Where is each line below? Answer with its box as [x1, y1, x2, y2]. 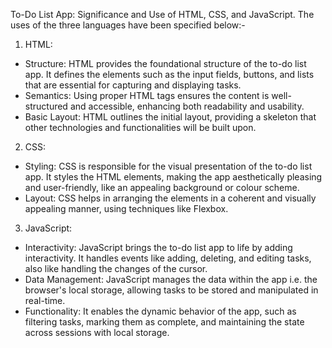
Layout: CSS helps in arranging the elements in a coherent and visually [24, 192, 317, 204]
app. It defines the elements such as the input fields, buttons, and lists [24, 69, 315, 80]
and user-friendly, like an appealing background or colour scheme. [24, 182, 300, 193]
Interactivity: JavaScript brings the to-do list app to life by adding [24, 242, 293, 253]
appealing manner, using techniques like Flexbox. [24, 203, 229, 214]
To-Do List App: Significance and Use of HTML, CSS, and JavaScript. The [10, 9, 315, 20]
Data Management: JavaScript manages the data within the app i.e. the [24, 274, 318, 285]
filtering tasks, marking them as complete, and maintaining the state [24, 316, 305, 328]
